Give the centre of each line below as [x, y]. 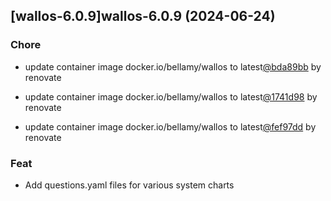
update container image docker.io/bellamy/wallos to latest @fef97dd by [170, 126]
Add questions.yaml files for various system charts [129, 185]
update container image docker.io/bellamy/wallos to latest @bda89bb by [173, 66]
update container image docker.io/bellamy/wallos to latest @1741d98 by [171, 96]
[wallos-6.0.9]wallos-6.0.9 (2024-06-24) [143, 16]
